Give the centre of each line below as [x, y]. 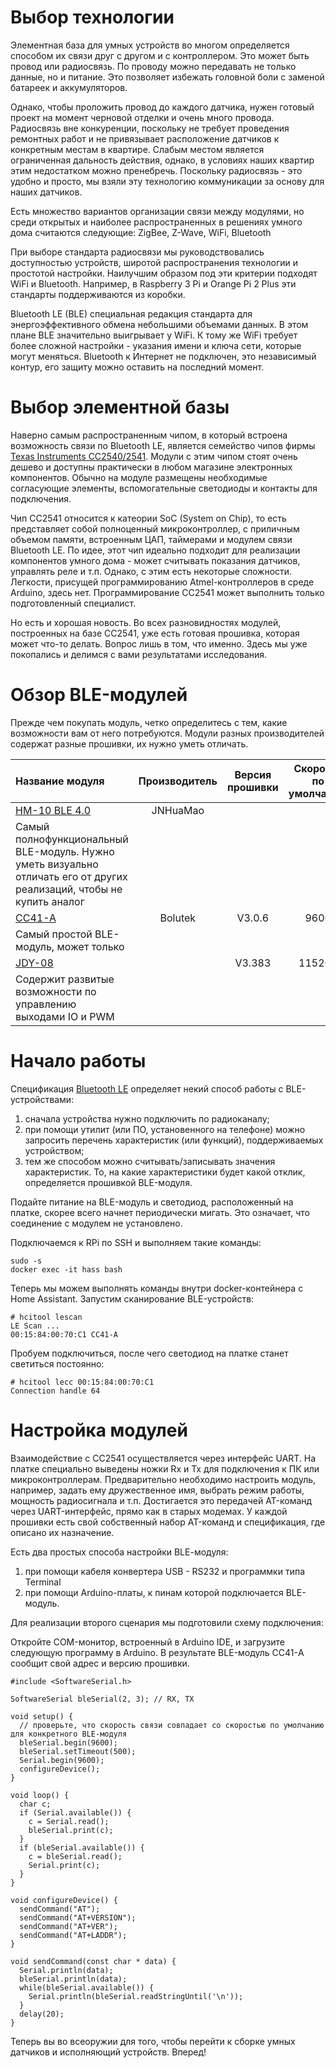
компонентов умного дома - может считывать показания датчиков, [155, 560]
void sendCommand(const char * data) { [93, 1961]
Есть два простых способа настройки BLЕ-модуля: [119, 1552]
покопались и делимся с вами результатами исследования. [139, 654]
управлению [46, 1004]
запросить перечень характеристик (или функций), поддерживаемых [174, 1140]
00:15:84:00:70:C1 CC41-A [64, 1334]
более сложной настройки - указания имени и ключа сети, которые [156, 345]
